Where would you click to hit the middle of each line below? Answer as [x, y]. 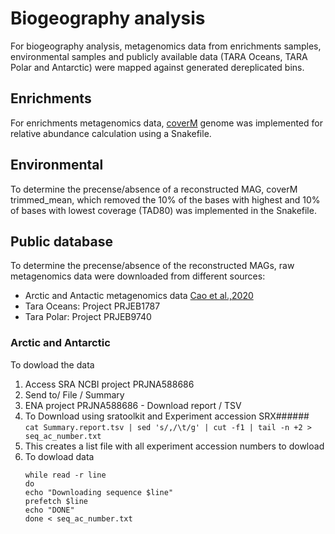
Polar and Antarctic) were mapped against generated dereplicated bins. [157, 67]
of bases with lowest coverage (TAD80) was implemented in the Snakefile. [163, 210]
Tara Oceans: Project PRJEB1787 [92, 306]
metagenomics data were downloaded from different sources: [138, 276]
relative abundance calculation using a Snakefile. [111, 133]
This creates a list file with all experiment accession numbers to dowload [174, 446]
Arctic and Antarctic [60, 343]
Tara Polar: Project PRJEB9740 [88, 317]
